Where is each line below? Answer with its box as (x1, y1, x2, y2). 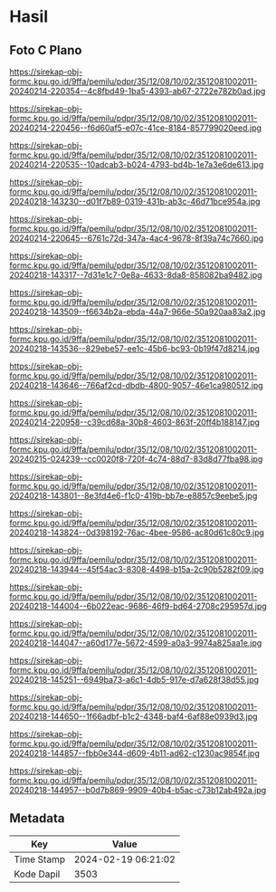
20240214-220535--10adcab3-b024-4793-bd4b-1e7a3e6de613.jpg (9, 159, 264, 169)
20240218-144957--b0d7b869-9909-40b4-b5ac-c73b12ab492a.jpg (9, 785, 267, 795)
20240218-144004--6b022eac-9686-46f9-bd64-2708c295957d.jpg (9, 600, 267, 611)
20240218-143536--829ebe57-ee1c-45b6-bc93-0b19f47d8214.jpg (9, 343, 261, 354)
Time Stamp (14, 853, 66, 866)
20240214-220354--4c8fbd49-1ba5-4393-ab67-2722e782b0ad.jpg (9, 86, 266, 96)
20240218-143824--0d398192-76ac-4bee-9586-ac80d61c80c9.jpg (9, 527, 265, 538)
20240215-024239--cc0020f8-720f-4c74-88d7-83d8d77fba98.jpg (9, 454, 263, 464)
